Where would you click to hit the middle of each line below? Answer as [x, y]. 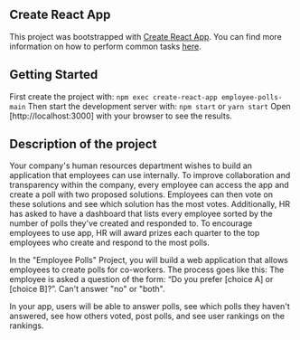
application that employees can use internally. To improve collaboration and [150, 175]
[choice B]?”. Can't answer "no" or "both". [87, 289]
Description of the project [83, 144]
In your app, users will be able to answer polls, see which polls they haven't [150, 307]
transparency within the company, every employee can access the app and [149, 185]
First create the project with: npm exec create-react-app [114, 96]
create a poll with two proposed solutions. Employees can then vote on [141, 194]
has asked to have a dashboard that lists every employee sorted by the [141, 214]
